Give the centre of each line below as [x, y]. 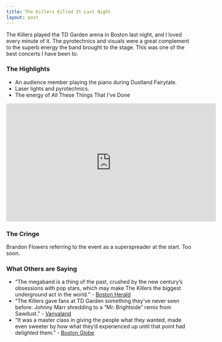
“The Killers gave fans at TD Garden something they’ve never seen [97, 301]
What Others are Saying [42, 269]
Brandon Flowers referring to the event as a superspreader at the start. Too [99, 247]
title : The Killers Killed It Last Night [59, 12]
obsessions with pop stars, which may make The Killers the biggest [98, 288]
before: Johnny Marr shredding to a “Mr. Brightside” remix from [93, 307]
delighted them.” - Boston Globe [54, 333]
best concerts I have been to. [42, 53]
